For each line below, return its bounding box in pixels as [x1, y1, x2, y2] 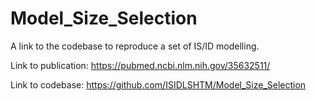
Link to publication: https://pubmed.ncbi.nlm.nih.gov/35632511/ [10, 59, 271, 71]
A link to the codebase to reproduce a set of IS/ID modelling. [10, 40, 260, 52]
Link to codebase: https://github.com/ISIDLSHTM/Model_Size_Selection [10, 78, 307, 91]
